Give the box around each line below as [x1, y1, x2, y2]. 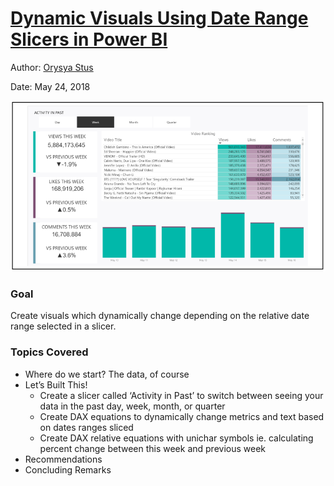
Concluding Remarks [24, 463, 112, 476]
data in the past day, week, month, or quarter [39, 400, 226, 412]
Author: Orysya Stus [10, 61, 94, 73]
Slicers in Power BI [10, 28, 168, 51]
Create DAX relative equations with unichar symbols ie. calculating [39, 432, 314, 444]
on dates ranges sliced [39, 421, 134, 433]
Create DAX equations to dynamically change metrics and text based [39, 410, 325, 422]
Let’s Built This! [24, 378, 88, 391]
